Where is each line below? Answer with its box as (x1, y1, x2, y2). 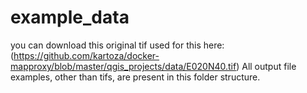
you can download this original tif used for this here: (10, 39, 225, 51)
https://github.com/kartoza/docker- (13, 49, 160, 61)
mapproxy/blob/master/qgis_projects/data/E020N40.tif (10, 60, 237, 72)
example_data (10, 6, 130, 29)
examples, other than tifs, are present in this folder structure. (10, 71, 261, 83)
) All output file (236, 60, 297, 72)
